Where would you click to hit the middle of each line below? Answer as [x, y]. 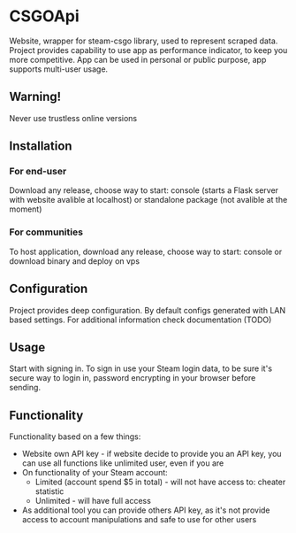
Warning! [35, 97]
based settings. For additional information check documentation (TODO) [140, 320]
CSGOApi [44, 16]
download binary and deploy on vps [74, 261]
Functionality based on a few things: [75, 436]
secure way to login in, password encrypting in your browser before [133, 378]
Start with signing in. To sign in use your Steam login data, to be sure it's [140, 368]
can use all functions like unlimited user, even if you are [123, 463]
